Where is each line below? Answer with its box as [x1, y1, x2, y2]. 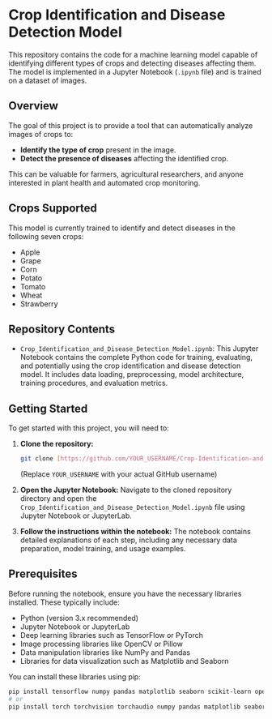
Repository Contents [8, 322, 116, 336]
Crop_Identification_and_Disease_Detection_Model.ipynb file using [19, 503, 245, 512]
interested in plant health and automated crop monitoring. [8, 178, 201, 187]
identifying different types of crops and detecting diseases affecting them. [8, 58, 257, 68]
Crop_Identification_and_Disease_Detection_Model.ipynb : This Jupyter [19, 344, 259, 353]
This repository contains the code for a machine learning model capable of [8, 49, 258, 59]
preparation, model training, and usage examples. [19, 544, 186, 554]
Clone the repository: [19, 439, 94, 449]
